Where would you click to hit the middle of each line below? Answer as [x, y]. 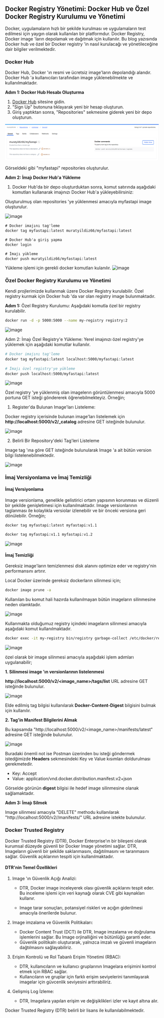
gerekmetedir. [19, 764]
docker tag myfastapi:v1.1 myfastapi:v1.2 [49, 535]
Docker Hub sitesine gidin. [39, 102]
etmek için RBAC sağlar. [43, 971]
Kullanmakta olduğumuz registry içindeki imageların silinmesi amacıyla [76, 624]
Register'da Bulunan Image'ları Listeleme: [54, 407]
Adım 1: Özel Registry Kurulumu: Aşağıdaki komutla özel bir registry [73, 306]
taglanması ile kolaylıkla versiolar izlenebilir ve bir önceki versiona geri [75, 510]
